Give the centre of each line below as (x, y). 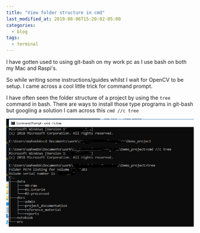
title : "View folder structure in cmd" (56, 13)
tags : (13, 38)
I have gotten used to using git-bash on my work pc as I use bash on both (96, 62)
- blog (20, 32)
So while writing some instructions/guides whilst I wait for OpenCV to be (95, 80)
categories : (21, 25)
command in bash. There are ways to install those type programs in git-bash (100, 104)
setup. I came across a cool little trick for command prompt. (79, 86)
